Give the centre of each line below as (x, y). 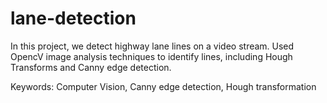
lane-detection (73, 18)
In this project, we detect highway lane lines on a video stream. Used (152, 46)
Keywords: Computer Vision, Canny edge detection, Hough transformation (163, 86)
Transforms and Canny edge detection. (91, 67)
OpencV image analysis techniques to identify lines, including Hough (151, 56)
